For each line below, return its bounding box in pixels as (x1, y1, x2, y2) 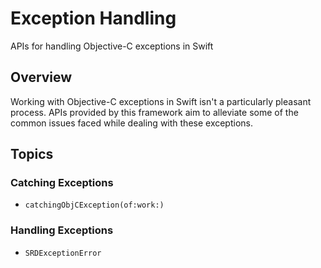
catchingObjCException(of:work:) (24, 200, 165, 211)
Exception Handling (10, 7, 177, 30)
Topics (10, 146, 54, 163)
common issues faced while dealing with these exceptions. (10, 117, 254, 129)
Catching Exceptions (10, 176, 114, 190)
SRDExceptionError (24, 248, 102, 258)
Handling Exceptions (10, 223, 114, 237)
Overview (10, 69, 73, 86)
